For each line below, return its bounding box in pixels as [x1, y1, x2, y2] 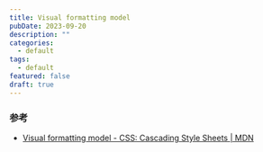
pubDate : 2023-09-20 [9, 22, 87, 31]
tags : [9, 55, 30, 64]
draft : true [9, 80, 54, 89]
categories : [9, 38, 54, 48]
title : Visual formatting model [9, 13, 131, 22]
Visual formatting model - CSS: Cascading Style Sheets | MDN [22, 132, 254, 143]
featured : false [9, 72, 70, 81]
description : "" [9, 30, 70, 39]
